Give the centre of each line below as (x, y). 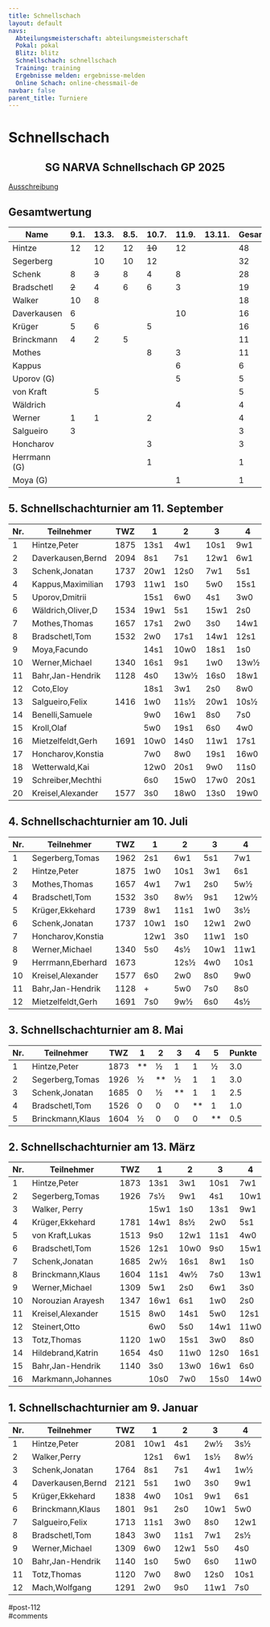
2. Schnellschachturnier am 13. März (102, 1147)
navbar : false (32, 90)
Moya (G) (30, 481)
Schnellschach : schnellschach (66, 61)
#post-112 (25, 1608)
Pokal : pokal (37, 46)
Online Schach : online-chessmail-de (77, 83)
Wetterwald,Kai (61, 767)
